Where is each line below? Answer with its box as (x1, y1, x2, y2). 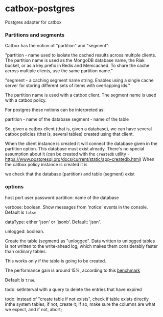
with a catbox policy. (5, 97, 47, 103)
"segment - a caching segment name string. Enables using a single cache (5, 77, 154, 84)
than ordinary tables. (5, 248, 47, 254)
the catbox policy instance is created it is (5, 162, 88, 168)
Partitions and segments (5, 31, 65, 38)
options (5, 183, 24, 190)
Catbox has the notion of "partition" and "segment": (5, 43, 110, 49)
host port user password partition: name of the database (5, 195, 119, 201)
